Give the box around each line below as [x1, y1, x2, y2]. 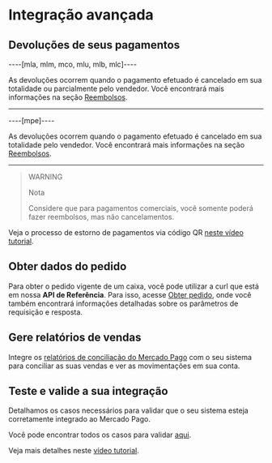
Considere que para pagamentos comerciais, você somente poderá [28, 204, 253, 212]
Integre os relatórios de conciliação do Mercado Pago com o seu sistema [8, 352, 253, 362]
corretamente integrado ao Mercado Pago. [8, 414, 151, 424]
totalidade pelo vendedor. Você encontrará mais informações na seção [8, 140, 245, 149]
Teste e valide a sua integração [8, 384, 168, 398]
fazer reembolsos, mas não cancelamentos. [28, 212, 175, 221]
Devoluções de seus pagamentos [8, 38, 181, 52]
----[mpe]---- [8, 116, 55, 125]
